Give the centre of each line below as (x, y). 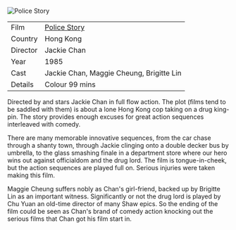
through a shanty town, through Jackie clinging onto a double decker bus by (118, 145)
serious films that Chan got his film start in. (69, 219)
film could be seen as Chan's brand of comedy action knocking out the (110, 211)
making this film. (31, 175)
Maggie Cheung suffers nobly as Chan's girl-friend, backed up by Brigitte (114, 189)
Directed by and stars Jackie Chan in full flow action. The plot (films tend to (117, 102)
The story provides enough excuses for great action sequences (112, 117)
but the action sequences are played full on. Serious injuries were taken (111, 168)
